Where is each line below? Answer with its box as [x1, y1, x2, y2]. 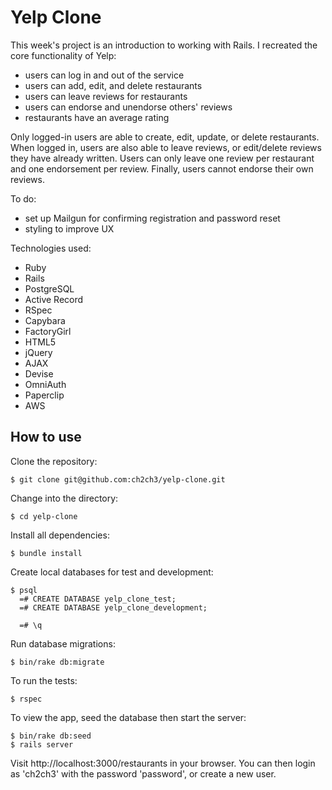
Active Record [24, 293, 84, 305]
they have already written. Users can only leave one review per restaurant [10, 152, 315, 164]
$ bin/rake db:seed [10, 731, 92, 741]
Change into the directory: [10, 492, 119, 504]
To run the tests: [10, 674, 78, 686]
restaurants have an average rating [24, 111, 170, 123]
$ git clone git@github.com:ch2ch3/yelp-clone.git [10, 474, 226, 485]
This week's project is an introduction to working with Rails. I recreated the [10, 39, 318, 51]
